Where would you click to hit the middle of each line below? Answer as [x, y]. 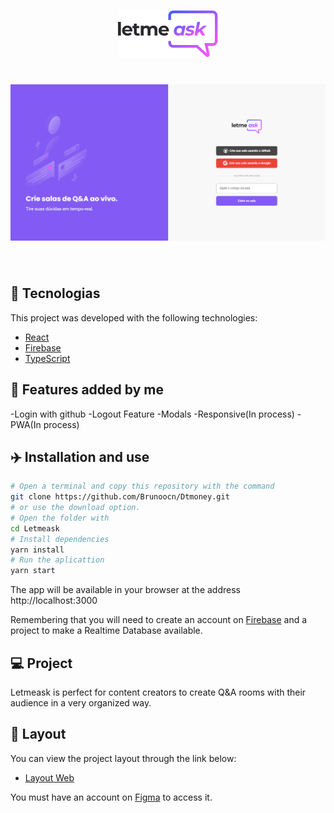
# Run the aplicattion [57, 560]
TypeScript [47, 358]
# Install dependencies [60, 539]
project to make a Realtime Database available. [106, 631]
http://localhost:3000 [54, 601]
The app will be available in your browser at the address [125, 590]
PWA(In [26, 424]
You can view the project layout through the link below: [123, 758]
